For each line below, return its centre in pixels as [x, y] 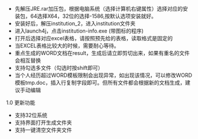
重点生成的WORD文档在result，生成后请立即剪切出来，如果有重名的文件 [102, 53]
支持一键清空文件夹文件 [43, 130]
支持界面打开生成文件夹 [43, 122]
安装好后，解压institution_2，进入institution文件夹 [75, 23]
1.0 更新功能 [21, 103]
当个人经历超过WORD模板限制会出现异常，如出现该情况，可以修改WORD [103, 75]
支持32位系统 [31, 115]
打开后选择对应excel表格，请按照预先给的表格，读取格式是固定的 [94, 38]
